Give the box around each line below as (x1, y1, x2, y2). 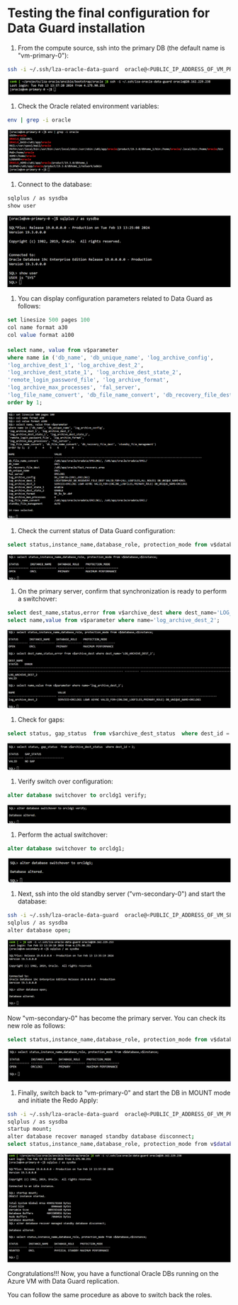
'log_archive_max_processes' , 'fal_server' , (7, 384, 141, 392)
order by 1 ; (7, 399, 42, 406)
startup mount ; (7, 1125, 52, 1133)
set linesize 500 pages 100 (7, 316, 91, 324)
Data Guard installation (7, 20, 145, 36)
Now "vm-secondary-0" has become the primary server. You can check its (7, 1014, 226, 1022)
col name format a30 (7, 324, 69, 331)
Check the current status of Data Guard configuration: (17, 526, 176, 535)
